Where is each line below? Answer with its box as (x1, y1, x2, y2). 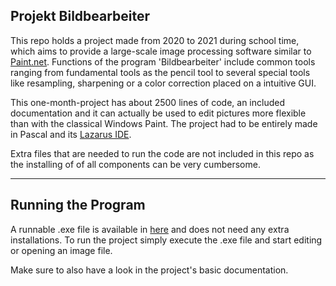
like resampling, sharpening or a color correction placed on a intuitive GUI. (10, 77, 317, 89)
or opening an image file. (10, 244, 113, 256)
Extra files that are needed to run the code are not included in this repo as (10, 147, 315, 159)
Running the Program (10, 197, 146, 214)
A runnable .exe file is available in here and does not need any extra (10, 223, 290, 235)
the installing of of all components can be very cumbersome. (10, 158, 261, 170)
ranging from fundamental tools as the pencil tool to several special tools (10, 66, 311, 78)
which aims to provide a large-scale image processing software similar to (10, 45, 312, 57)
